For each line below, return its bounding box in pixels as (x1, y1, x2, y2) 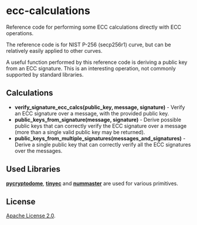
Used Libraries (6, 164, 60, 174)
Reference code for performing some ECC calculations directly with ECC (6, 23, 182, 30)
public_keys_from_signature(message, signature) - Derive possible (14, 116, 182, 123)
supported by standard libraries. (6, 71, 84, 78)
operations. (6, 29, 34, 36)
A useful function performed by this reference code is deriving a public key (6, 59, 188, 66)
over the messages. (14, 147, 63, 154)
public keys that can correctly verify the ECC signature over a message (14, 122, 187, 129)
